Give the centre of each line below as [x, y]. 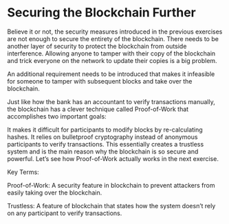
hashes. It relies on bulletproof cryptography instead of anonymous [102, 137]
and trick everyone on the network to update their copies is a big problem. [112, 60]
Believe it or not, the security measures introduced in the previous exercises [115, 32]
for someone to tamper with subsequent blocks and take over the [100, 81]
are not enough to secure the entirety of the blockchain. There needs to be [113, 38]
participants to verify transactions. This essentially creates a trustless [106, 144]
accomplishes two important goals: [57, 116]
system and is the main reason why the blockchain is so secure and [103, 151]
